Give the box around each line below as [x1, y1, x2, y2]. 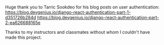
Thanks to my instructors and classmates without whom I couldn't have [5, 29, 150, 35]
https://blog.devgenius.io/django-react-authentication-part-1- [5, 9, 131, 15]
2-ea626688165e [5, 20, 41, 25]
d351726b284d [5, 15, 36, 20]
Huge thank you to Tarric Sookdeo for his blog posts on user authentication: [5, 4, 160, 10]
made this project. [5, 34, 42, 40]
